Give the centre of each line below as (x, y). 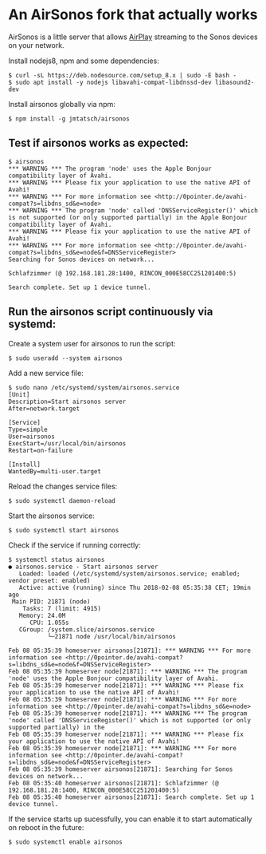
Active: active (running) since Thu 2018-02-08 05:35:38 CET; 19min (135, 587)
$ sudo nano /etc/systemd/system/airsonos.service (94, 387)
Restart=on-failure (41, 450)
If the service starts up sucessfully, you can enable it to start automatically (130, 819)
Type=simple (28, 429)
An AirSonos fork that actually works (133, 15)
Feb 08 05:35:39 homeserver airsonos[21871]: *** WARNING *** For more (129, 650)
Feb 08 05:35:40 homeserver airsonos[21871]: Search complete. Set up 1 (131, 797)
